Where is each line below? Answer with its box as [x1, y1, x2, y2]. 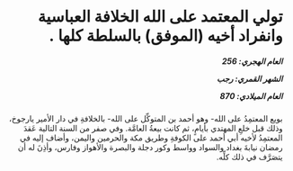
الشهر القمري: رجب [216, 73, 283, 84]
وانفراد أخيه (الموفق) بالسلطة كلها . [49, 25, 283, 46]
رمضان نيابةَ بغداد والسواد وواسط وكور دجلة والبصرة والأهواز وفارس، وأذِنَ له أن [17, 142, 283, 153]
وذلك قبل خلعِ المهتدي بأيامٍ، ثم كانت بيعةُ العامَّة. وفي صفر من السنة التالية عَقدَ [22, 123, 283, 134]
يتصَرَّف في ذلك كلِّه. [216, 151, 283, 163]
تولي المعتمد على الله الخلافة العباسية [38, 6, 283, 27]
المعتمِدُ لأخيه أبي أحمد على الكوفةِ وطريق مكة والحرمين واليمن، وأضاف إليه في [20, 132, 283, 143]
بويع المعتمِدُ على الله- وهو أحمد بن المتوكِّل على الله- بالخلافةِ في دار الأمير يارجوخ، [9, 113, 283, 124]
